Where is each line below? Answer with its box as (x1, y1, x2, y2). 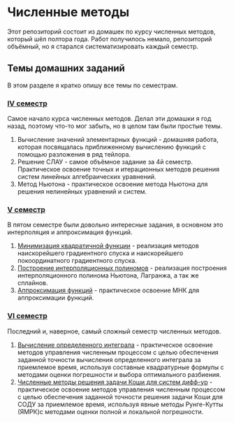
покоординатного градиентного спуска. (17, 257, 138, 265)
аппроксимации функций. (17, 294, 94, 302)
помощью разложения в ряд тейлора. (17, 150, 131, 159)
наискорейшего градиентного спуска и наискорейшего (17, 249, 184, 257)
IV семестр (7, 99, 47, 108)
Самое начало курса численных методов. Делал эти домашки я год (7, 115, 212, 123)
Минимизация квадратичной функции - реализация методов (17, 242, 199, 250)
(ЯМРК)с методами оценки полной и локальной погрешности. (17, 407, 204, 416)
